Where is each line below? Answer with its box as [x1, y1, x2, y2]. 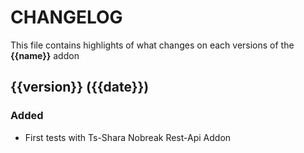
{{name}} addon [10, 49, 80, 61]
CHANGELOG [10, 6, 123, 29]
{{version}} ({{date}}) [10, 79, 150, 96]
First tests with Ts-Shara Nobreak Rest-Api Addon [24, 131, 232, 143]
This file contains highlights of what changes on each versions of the [10, 39, 295, 51]
